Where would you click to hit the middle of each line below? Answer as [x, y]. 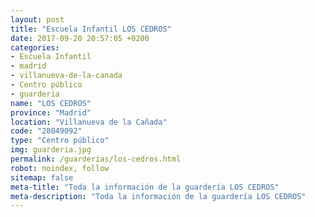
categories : [35, 47]
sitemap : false [42, 177]
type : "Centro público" [60, 141]
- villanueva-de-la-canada [66, 76]
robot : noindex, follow [60, 168]
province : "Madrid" [51, 112]
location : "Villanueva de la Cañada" [89, 122]
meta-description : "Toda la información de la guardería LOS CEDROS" [158, 196]
